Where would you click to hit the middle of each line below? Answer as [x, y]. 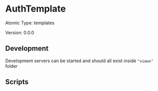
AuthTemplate [35, 9]
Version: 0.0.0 [20, 32]
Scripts [17, 82]
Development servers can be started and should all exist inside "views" [79, 61]
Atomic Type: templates [30, 23]
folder [11, 66]
